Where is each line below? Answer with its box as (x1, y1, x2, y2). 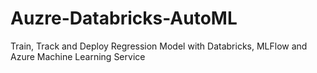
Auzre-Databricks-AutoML (10, 7, 238, 30)
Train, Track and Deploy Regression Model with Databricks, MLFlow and (10, 40, 308, 52)
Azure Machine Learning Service (10, 50, 146, 62)
